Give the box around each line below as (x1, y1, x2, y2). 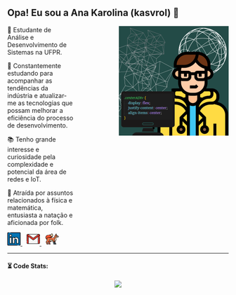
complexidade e (7, 160, 54, 168)
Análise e (7, 33, 34, 41)
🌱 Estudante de (7, 25, 51, 34)
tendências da (7, 83, 48, 92)
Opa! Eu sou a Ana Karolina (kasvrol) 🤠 (7, 7, 179, 19)
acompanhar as (7, 76, 53, 85)
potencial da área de (7, 167, 67, 176)
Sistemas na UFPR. (7, 48, 63, 56)
